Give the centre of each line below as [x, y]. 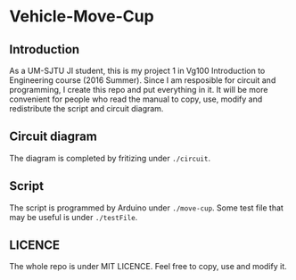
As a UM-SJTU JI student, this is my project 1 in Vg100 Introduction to [137, 70]
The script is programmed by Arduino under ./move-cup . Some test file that [146, 208]
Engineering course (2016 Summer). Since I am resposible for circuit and [143, 80]
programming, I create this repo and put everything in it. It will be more [139, 90]
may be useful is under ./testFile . [74, 217]
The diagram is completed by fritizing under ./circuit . [110, 158]
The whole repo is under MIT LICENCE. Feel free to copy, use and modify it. [148, 267]
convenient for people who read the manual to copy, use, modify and [136, 99]
